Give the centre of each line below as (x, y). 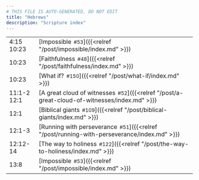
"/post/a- (170, 93)
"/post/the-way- (165, 144)
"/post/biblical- (146, 110)
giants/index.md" (62, 117)
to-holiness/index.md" (70, 152)
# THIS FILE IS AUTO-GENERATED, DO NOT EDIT (62, 12)
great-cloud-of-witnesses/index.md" (92, 100)
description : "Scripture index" (46, 22)
